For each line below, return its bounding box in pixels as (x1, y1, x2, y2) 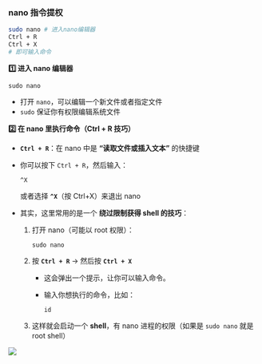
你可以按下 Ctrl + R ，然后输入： (19, 160, 129, 169)
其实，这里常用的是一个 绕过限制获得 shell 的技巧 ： (19, 208, 189, 217)
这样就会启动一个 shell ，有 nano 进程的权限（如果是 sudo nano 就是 (31, 321, 254, 330)
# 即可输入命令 (8, 48, 52, 56)
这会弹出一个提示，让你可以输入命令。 (43, 273, 170, 283)
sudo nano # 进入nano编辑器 (8, 26, 96, 34)
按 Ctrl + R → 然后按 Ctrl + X (31, 255, 133, 265)
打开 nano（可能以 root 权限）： (31, 225, 134, 235)
